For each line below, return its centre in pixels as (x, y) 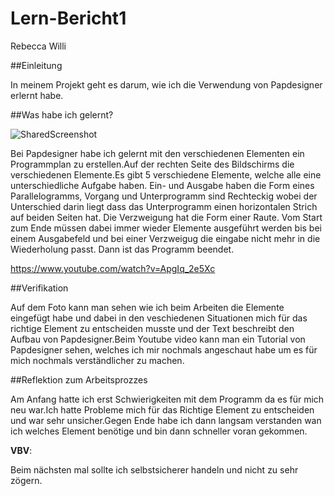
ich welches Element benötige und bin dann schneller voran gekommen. (159, 431)
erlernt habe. (37, 95)
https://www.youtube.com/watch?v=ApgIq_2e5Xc (113, 268)
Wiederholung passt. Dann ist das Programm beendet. (122, 249)
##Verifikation (39, 288)
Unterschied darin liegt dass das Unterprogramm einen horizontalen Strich (164, 206)
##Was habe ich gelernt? (62, 114)
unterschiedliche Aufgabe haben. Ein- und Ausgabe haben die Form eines (162, 185)
